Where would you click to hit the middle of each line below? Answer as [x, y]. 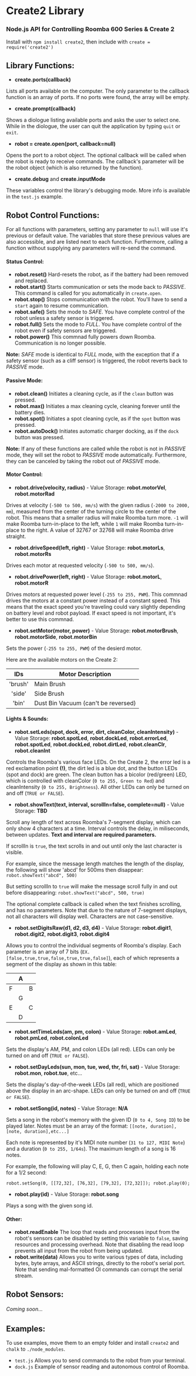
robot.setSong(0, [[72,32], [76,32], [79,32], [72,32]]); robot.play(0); [98, 1183]
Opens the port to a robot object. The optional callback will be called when [96, 155]
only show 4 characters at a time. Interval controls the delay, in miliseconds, [98, 828]
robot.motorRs [33, 554]
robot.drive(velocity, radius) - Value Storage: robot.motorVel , [91, 487]
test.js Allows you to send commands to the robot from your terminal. [100, 1361]
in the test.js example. [35, 197]
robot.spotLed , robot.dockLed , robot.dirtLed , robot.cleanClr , [90, 744]
